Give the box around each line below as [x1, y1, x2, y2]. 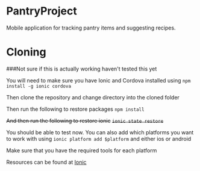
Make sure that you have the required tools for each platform [6, 146, 157, 154]
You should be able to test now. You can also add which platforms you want [6, 128, 194, 136]
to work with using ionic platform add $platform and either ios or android [6, 135, 192, 142]
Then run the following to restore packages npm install [6, 105, 145, 113]
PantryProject [6, 4, 77, 18]
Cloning [6, 45, 46, 59]
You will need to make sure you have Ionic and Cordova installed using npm [6, 76, 191, 84]
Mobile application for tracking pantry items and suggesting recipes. [6, 24, 176, 31]
